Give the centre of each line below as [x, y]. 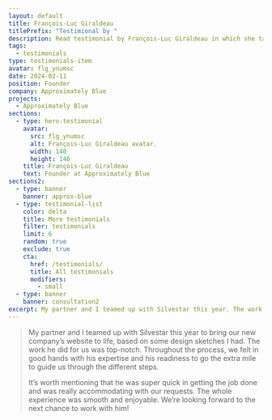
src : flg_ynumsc [57, 136]
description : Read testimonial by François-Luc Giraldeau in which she [132, 38]
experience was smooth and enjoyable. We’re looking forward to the [142, 399]
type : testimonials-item [50, 62]
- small [50, 287]
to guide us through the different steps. [93, 367]
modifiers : [48, 279]
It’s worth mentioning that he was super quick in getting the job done [142, 382]
